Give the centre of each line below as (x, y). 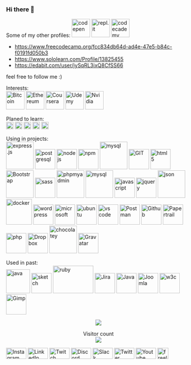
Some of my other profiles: (38, 35)
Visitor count (98, 334)
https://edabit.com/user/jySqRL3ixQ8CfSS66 (69, 65)
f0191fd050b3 (31, 53)
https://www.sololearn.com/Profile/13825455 (69, 59)
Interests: (18, 88)
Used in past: (22, 263)
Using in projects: (27, 139)
